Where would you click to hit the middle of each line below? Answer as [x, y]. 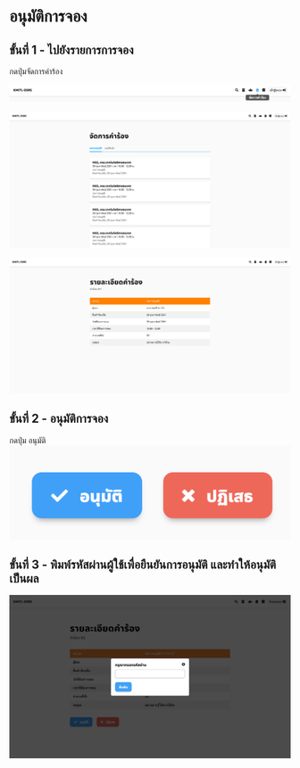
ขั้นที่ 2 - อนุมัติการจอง [59, 419]
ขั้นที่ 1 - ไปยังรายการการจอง [71, 50]
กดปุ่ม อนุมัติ [28, 440]
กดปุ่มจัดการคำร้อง [36, 71]
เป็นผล [24, 578]
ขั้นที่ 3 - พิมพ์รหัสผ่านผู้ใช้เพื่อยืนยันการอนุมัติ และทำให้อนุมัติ [143, 565]
